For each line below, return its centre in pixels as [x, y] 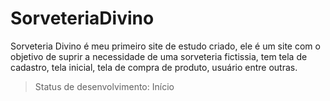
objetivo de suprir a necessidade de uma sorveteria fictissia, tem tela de [159, 56]
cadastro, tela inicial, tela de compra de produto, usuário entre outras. [154, 67]
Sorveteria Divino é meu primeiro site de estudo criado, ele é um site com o [165, 46]
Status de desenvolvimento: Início [104, 86]
